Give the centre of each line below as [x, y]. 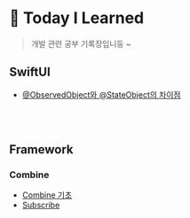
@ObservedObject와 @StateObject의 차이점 [101, 94]
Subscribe [41, 205]
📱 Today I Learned [77, 18]
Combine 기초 [47, 195]
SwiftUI [30, 72]
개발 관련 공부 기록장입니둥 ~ [81, 43]
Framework [41, 150]
